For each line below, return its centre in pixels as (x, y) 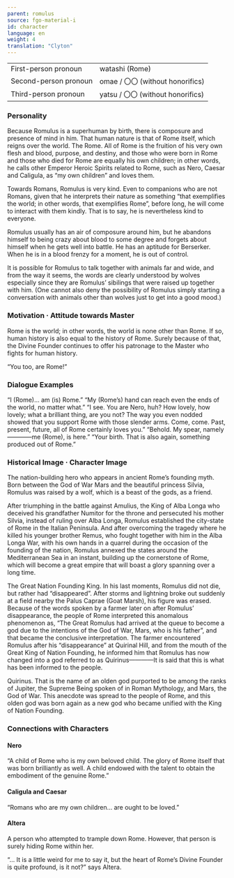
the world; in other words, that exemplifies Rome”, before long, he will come (116, 204)
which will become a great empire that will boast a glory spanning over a (111, 565)
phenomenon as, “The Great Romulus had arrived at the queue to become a (116, 623)
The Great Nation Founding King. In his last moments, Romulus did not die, (114, 586)
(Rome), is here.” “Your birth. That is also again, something (126, 437)
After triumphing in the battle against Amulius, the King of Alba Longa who (114, 506)
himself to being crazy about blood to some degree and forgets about (107, 240)
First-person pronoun (46, 69)
